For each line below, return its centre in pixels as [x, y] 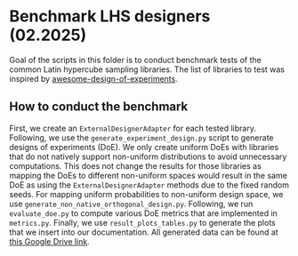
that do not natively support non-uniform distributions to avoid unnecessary [148, 156]
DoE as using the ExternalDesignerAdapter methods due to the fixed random [149, 185]
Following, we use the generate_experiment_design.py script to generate [141, 137]
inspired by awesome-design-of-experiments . [93, 78]
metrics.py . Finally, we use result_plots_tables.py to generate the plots [142, 222]
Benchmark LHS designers [110, 16]
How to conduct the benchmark [99, 107]
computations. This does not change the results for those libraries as [136, 165]
